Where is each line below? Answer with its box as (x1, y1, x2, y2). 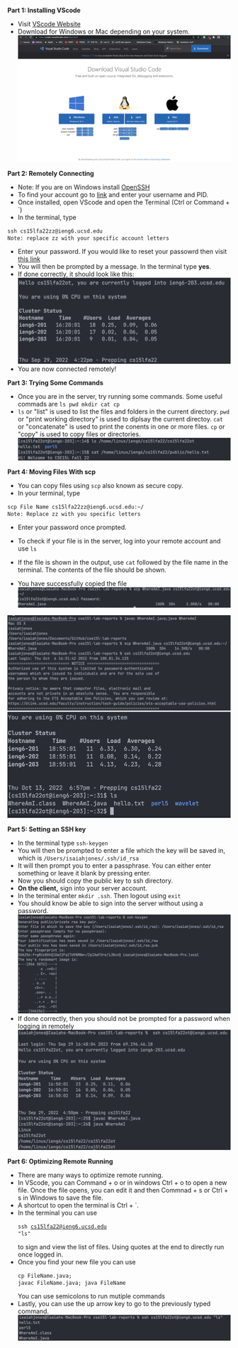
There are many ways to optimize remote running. (17, 1171, 164, 1179)
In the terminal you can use (17, 1208, 98, 1217)
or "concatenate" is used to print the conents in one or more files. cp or (17, 422, 225, 431)
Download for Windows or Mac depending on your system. (17, 28, 190, 35)
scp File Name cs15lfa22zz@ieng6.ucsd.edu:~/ (7, 503, 144, 510)
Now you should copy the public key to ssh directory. (17, 876, 174, 885)
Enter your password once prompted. (17, 523, 127, 531)
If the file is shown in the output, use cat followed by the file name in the (17, 558, 229, 566)
